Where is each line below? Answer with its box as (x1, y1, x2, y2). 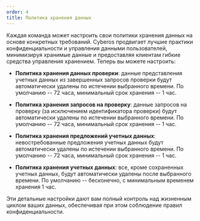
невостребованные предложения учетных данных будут (15, 138, 164, 146)
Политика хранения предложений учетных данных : (15, 132, 156, 140)
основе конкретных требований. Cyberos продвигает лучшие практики (6, 38, 194, 45)
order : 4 (6, 9, 29, 15)
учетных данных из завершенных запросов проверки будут (15, 76, 172, 83)
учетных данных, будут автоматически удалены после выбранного (15, 170, 191, 178)
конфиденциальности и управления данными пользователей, (6, 44, 168, 52)
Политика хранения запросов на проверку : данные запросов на (15, 100, 187, 108)
